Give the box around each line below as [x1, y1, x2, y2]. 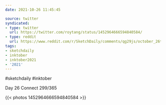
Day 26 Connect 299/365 [5, 85, 57, 91]
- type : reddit [5, 35, 37, 39]
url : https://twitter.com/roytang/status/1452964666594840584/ [9, 30, 142, 35]
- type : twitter [5, 25, 39, 30]
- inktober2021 [5, 57, 37, 62]
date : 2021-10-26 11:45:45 [5, 7, 61, 12]
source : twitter [5, 16, 39, 21]
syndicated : [5, 21, 30, 26]
